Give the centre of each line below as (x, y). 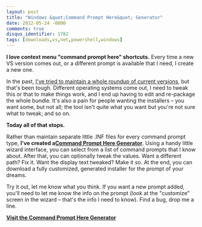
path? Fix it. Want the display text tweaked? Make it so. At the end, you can (99, 162)
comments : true (25, 29)
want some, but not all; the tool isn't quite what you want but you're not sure (101, 107)
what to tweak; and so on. (38, 113)
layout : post (23, 12)
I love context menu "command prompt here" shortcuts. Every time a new (100, 57)
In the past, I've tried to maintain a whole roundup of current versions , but (98, 81)
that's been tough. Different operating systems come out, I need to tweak (97, 88)
